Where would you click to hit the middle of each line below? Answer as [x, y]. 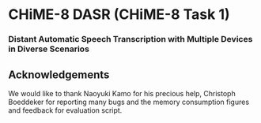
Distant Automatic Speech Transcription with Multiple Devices [130, 39]
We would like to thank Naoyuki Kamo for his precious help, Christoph [122, 93]
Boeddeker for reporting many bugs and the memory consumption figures [129, 102]
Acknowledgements [59, 75]
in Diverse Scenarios [49, 49]
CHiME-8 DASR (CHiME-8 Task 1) [119, 15]
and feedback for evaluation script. [65, 110]
